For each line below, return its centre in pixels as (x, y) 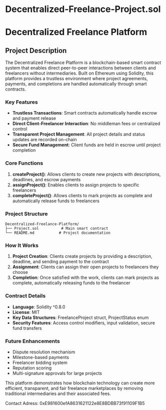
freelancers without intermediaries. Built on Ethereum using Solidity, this (79, 73)
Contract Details (25, 296)
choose (20, 272)
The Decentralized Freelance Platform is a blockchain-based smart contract (83, 63)
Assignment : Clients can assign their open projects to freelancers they (85, 267)
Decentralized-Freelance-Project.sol (83, 9)
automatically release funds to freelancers (56, 201)
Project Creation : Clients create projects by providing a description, (82, 256)
